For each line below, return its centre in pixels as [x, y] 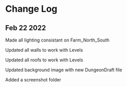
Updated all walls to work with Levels [44, 50]
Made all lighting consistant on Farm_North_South [57, 40]
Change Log [31, 9]
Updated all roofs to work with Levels [44, 60]
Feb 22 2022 [26, 28]
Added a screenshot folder [33, 80]
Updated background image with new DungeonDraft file [64, 70]
